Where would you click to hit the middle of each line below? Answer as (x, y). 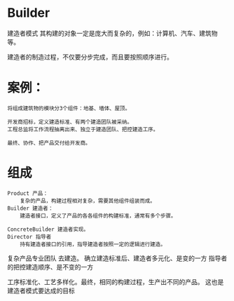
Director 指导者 (29, 236)
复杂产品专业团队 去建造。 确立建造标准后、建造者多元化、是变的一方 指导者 (117, 258)
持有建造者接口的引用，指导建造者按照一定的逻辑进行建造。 (93, 244)
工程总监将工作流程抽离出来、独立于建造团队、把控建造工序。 (83, 129)
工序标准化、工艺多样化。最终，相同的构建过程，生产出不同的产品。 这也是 (116, 281)
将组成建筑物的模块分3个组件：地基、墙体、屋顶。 (69, 108)
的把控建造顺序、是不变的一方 (50, 267)
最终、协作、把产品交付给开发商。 (49, 143)
